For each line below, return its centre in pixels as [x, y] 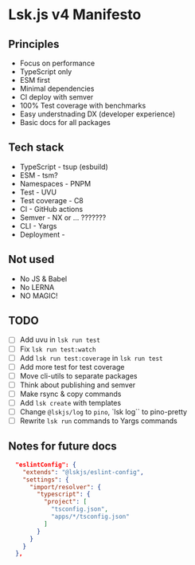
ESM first [35, 80]
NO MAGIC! [39, 296]
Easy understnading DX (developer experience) [97, 114]
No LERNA [37, 287]
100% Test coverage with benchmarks [83, 106]
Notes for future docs [62, 447]
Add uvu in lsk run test [60, 339]
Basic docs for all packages [65, 122]
